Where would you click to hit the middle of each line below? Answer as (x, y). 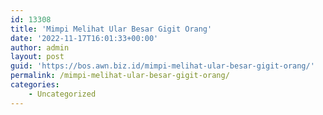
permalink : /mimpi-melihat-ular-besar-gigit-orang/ (120, 76)
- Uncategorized (62, 94)
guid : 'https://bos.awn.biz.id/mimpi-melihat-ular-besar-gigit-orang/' (162, 66)
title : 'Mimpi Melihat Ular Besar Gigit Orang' (111, 29)
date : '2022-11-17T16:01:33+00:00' (84, 38)
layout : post (37, 57)
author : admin (40, 47)
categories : (35, 85)
